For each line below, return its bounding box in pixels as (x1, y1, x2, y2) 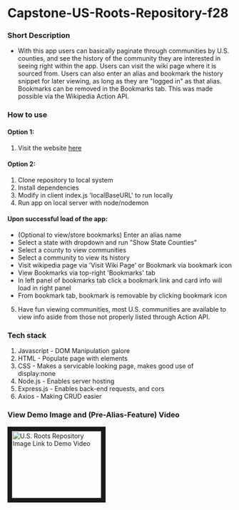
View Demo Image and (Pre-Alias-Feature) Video (7, 410, 180, 420)
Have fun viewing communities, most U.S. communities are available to (17, 305, 227, 314)
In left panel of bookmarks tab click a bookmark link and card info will (17, 276, 223, 285)
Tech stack (7, 330, 46, 340)
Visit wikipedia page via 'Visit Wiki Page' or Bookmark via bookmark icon (17, 261, 232, 270)
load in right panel (17, 284, 71, 292)
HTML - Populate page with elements (17, 355, 128, 363)
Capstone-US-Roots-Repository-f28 (7, 5, 229, 21)
